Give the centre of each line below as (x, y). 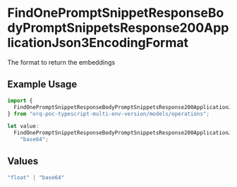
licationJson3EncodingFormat (98, 43)
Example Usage (42, 85)
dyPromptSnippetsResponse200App (118, 28)
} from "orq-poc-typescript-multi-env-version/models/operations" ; (109, 114)
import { (20, 101)
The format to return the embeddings (61, 62)
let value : (23, 127)
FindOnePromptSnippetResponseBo (116, 13)
